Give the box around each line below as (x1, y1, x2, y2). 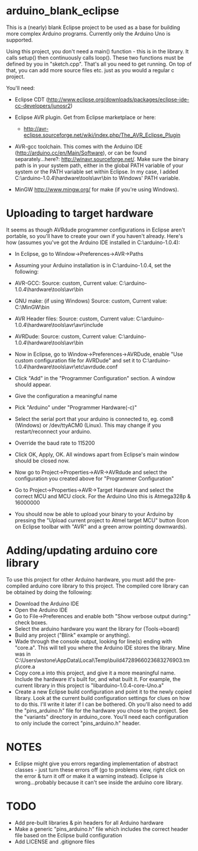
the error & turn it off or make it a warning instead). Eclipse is (14, 772, 164, 779)
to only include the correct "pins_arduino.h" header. (14, 720, 141, 727)
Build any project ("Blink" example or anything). (14, 631, 131, 638)
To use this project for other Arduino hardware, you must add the (6, 576, 164, 583)
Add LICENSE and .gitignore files (14, 838, 95, 845)
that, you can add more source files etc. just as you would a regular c (6, 66, 174, 73)
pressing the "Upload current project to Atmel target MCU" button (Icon (14, 516, 189, 524)
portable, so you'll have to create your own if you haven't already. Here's (6, 232, 183, 239)
